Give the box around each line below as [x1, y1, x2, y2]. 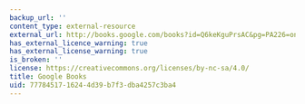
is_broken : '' [9, 55, 64, 64]
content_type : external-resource [9, 22, 136, 31]
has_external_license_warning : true [9, 47, 148, 56]
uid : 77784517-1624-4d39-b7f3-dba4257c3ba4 [9, 80, 177, 90]
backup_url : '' [9, 13, 67, 23]
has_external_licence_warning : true [9, 38, 148, 48]
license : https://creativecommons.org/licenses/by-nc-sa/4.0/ [9, 64, 250, 73]
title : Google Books [9, 72, 88, 81]
